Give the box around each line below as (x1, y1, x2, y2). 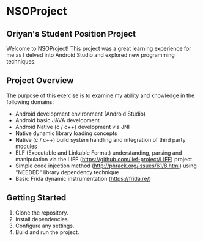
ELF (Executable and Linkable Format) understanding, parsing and (15, 148, 182, 156)
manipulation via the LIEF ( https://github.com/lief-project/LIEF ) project (15, 155, 193, 163)
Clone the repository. (15, 209, 68, 216)
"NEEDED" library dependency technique (15, 168, 119, 175)
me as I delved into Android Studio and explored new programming (6, 51, 175, 59)
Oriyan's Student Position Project (6, 29, 136, 39)
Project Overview (6, 75, 74, 86)
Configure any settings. (15, 222, 75, 229)
